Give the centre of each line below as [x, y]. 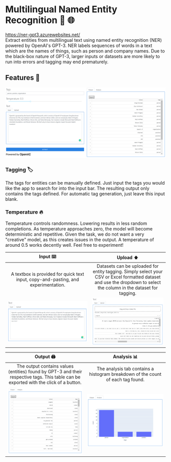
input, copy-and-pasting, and [48, 279]
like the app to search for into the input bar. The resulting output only [77, 188]
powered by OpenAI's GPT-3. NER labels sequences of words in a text [79, 45]
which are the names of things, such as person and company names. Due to [85, 51]
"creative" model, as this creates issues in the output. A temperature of [80, 239]
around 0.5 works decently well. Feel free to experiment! [64, 245]
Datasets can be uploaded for [127, 266]
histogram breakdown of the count [125, 374]
